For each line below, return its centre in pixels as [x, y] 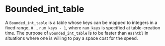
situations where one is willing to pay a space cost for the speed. [72, 38]
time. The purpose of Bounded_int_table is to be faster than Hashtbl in [77, 33]
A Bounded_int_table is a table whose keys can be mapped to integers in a [81, 23]
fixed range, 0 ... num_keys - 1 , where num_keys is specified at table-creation [83, 27]
